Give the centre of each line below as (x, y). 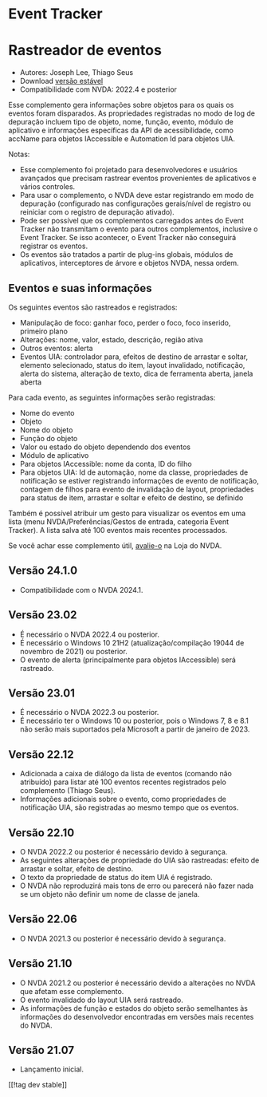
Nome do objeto (46, 430)
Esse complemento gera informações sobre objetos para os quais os (121, 105)
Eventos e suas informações (80, 288)
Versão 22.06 (43, 919)
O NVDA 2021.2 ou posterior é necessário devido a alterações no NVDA (138, 983)
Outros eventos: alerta (56, 348)
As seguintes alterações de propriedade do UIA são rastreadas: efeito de (139, 860)
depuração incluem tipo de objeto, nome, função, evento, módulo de (121, 122)
